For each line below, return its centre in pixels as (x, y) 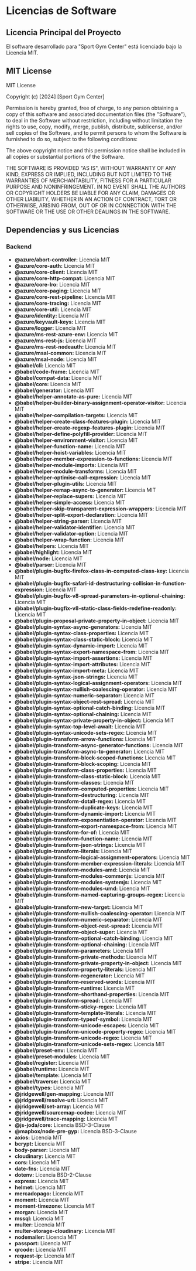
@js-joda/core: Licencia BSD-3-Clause (62, 1125)
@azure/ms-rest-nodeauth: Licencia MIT (65, 346)
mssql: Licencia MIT (39, 1218)
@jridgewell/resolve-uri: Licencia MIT (61, 1100)
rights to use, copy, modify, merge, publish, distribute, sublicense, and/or (94, 127)
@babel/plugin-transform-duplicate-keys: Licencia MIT (84, 807)
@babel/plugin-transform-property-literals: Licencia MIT (85, 969)
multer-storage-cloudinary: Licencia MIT (65, 1231)
